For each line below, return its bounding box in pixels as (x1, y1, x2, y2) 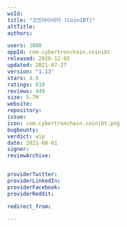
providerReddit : (7, 190, 54, 197)
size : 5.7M (7, 94, 39, 101)
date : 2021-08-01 (7, 139, 58, 146)
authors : (7, 29, 33, 37)
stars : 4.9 (7, 75, 39, 81)
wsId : (7, 10, 23, 17)
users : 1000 (7, 42, 42, 49)
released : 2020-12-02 (7, 55, 70, 63)
